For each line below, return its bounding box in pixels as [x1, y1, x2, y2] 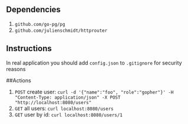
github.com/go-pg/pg [14, 21, 65, 27]
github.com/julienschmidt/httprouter [14, 28, 108, 33]
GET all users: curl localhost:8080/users [14, 105, 114, 112]
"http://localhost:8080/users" [14, 99, 92, 105]
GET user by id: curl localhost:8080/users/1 [14, 111, 123, 118]
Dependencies [6, 5, 61, 15]
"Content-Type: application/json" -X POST [14, 94, 121, 100]
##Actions [6, 76, 31, 84]
